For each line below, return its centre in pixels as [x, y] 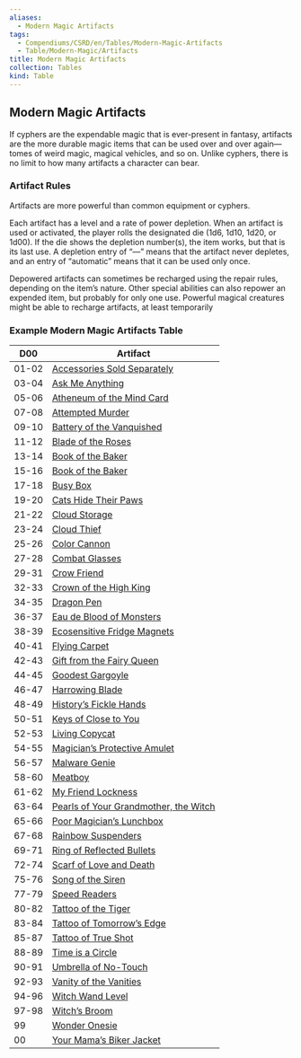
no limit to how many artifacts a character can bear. [105, 163]
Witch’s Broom [82, 1011]
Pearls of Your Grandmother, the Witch [133, 807]
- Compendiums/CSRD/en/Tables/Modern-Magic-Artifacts [120, 43]
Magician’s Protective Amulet [113, 748]
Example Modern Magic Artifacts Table [96, 331]
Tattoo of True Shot [93, 938]
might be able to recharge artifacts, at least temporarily [111, 307]
